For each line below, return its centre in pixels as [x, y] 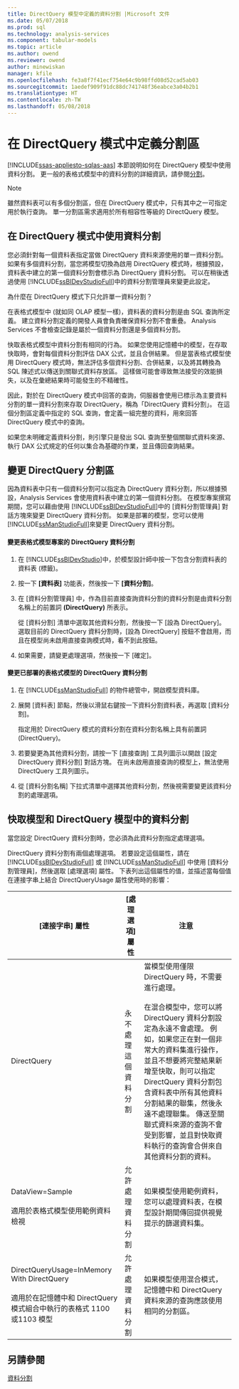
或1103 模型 [32, 1319]
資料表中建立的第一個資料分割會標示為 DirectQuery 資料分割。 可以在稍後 [115, 272]
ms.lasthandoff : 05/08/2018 [49, 107]
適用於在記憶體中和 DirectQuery [64, 1297]
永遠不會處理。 [183, 1028]
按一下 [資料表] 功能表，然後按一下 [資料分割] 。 [87, 583]
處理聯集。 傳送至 [188, 1114]
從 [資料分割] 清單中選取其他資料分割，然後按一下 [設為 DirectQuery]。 [121, 622]
